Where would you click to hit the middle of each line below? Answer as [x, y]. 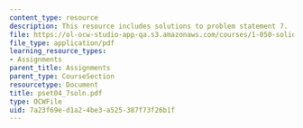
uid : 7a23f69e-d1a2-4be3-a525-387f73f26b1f [92, 110]
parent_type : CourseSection [62, 77]
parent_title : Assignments [60, 69]
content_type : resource [54, 18]
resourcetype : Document [54, 85]
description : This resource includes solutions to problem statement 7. [149, 26]
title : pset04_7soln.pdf [56, 93]
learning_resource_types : [58, 51]
